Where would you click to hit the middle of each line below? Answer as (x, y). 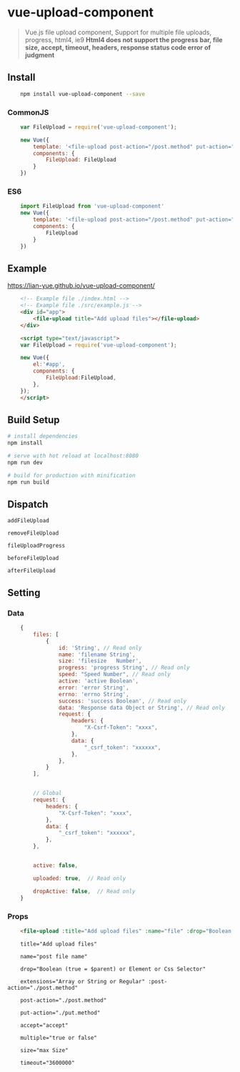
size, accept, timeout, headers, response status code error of (118, 47)
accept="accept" (45, 1025)
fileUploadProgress (36, 546)
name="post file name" (54, 956)
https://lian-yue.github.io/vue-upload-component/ (81, 286)
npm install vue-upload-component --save (82, 94)
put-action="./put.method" (60, 1013)
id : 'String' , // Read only (100, 647)
